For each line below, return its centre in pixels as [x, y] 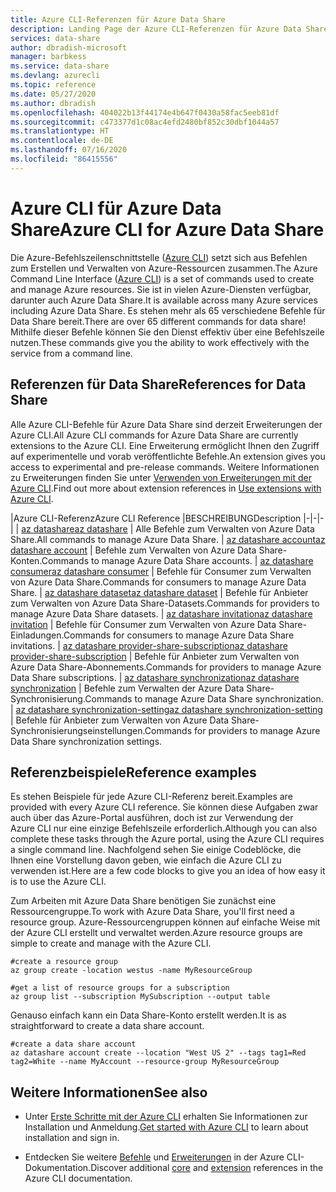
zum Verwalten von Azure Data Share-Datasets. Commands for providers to [165, 603]
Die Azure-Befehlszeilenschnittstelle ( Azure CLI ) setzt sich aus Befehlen [159, 257]
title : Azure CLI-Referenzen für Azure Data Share [118, 19]
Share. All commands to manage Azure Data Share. [114, 539]
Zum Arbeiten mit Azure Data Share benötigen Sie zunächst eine [143, 901]
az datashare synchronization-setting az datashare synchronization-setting [169, 709]
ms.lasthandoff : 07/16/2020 [69, 150]
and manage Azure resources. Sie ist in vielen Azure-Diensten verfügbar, [161, 289]
